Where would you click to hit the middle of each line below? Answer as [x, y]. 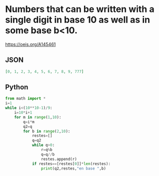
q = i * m [29, 122]
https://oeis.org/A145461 [30, 44]
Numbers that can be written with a [80, 9]
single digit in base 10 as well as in [78, 20]
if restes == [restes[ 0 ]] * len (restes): [71, 163]
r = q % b [46, 150]
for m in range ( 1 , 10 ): [38, 117]
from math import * [25, 98]
